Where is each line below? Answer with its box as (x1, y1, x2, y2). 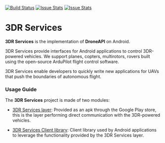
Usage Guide (5, 86, 37, 93)
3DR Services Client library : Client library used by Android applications (12, 127, 157, 133)
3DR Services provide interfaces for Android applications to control (5, 48, 142, 54)
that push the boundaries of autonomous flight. (5, 73, 102, 79)
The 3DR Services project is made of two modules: (5, 97, 110, 103)
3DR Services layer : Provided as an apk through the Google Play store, (12, 107, 157, 113)
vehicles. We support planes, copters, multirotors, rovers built (24, 53, 150, 59)
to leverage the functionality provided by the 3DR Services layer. (12, 132, 144, 139)
